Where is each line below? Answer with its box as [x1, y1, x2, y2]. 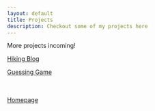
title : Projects [7, 16, 53, 23]
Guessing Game [7, 68, 53, 76]
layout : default [7, 10, 53, 17]
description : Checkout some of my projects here [7, 23, 148, 29]
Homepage [7, 96, 39, 104]
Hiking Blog [7, 55, 40, 63]
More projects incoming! [7, 42, 76, 50]
